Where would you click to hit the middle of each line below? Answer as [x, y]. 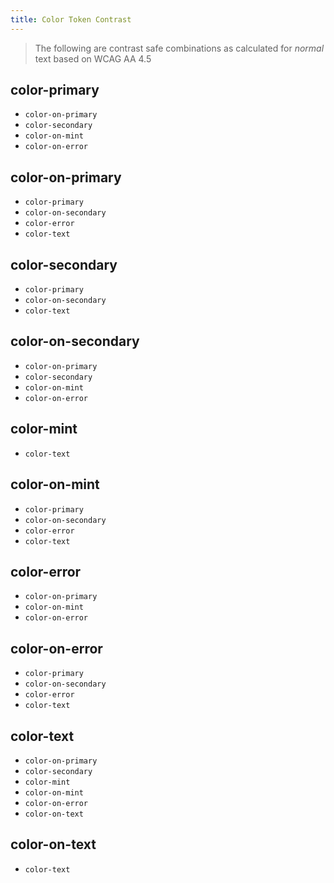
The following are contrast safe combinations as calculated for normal [179, 48]
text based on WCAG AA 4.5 [93, 58]
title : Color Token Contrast [71, 19]
